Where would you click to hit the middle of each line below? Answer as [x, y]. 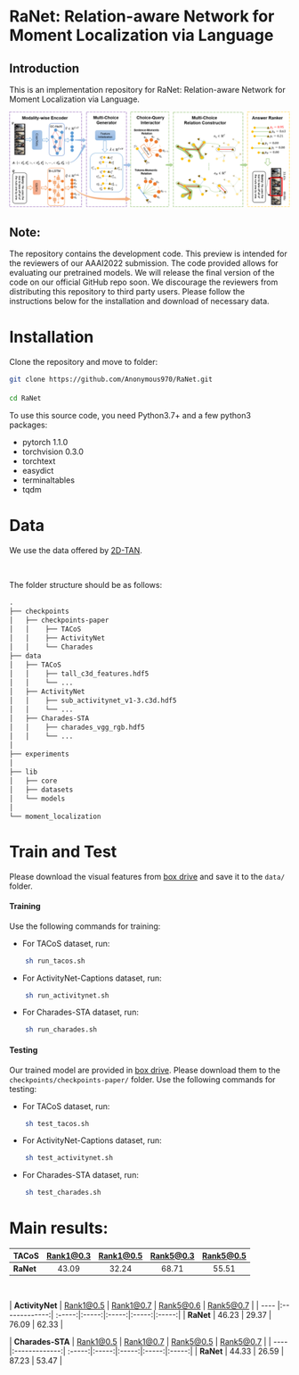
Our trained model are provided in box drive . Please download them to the [145, 1070]
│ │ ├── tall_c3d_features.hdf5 [79, 674]
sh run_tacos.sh [56, 961]
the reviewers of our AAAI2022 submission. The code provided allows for [144, 263]
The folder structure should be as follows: [86, 584]
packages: [28, 425]
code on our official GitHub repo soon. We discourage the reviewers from [144, 282]
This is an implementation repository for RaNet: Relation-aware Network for [148, 90]
